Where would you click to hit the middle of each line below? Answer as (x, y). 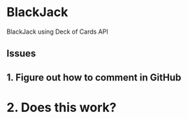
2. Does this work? (62, 107)
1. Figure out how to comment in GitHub (94, 77)
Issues (21, 54)
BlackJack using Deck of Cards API (58, 31)
